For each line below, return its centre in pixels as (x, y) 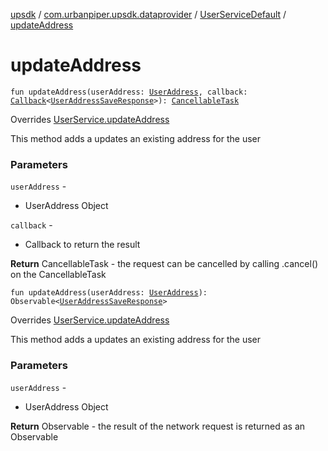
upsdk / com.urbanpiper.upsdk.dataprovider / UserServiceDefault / (148, 14)
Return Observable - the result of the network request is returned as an (158, 426)
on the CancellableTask (58, 275)
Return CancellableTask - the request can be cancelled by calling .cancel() (164, 264)
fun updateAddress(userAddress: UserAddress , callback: (129, 92)
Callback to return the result (82, 245)
